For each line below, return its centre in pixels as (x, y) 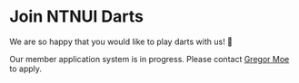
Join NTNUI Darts (76, 17)
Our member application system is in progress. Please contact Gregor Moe (149, 59)
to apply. (26, 69)
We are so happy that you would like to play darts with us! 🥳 (121, 41)
